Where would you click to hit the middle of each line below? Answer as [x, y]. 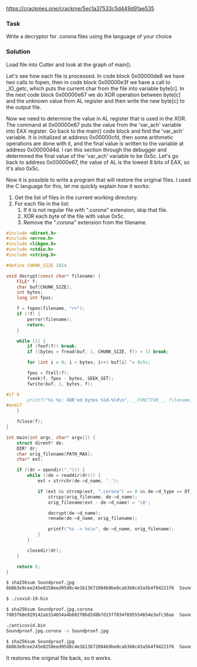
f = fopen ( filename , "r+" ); [51, 309]
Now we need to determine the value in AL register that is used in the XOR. [96, 118]
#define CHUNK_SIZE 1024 [36, 265]
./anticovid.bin [26, 625]
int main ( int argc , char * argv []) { [51, 437]
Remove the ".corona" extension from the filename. [85, 222]
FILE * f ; [27, 281]
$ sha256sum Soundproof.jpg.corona [50, 609]
